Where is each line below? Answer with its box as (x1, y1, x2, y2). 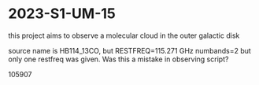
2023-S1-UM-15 (8, 5, 116, 23)
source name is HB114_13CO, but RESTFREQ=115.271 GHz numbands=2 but (8, 46, 252, 55)
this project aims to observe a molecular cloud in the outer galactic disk (8, 31, 240, 40)
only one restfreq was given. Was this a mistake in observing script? (8, 54, 229, 64)
